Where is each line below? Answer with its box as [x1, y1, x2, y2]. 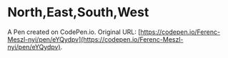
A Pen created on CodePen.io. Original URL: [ [7, 28, 141, 36]
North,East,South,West [7, 4, 149, 21]
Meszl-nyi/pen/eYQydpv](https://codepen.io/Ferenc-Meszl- [7, 35, 184, 43]
